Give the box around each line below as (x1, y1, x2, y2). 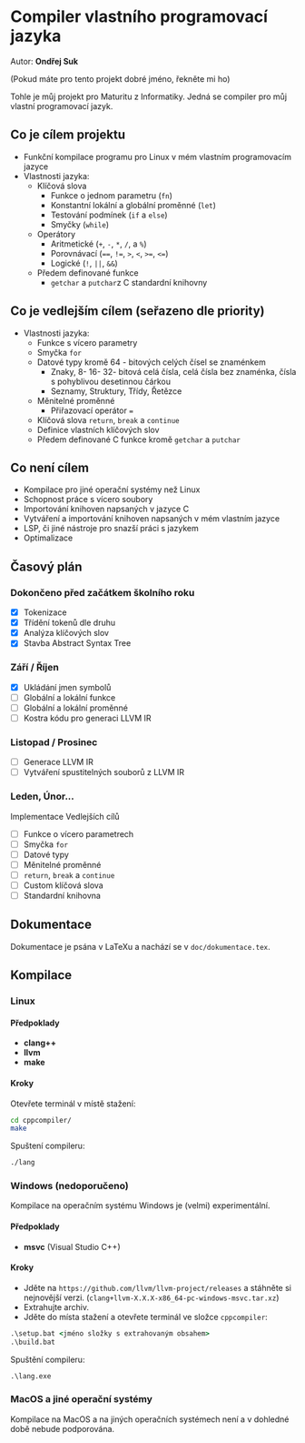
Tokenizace (23, 607, 67, 618)
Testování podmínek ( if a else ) (50, 209, 168, 220)
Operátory (36, 228, 76, 239)
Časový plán (10, 559, 83, 574)
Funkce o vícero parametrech (23, 828, 134, 839)
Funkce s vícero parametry (36, 337, 138, 348)
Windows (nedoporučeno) (10, 1180, 130, 1193)
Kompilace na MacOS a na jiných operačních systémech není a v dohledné (10, 1413, 290, 1425)
